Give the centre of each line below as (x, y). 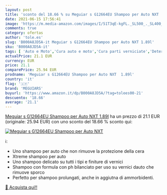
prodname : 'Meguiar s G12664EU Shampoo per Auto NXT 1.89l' (70, 75)
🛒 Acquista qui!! (21, 188)
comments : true (21, 28)
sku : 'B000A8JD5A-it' (28, 47)
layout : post (19, 10)
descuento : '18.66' (25, 97)
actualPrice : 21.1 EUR (29, 56)
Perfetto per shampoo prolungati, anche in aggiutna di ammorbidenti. (83, 178)
